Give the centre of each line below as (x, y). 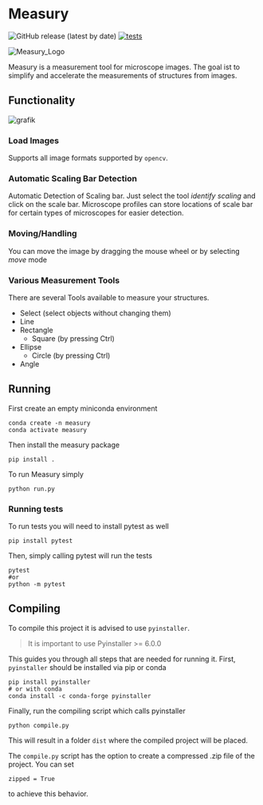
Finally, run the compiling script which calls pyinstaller (97, 711)
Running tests (36, 509)
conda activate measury (48, 430)
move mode (28, 260)
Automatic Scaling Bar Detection (73, 178)
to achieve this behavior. (49, 793)
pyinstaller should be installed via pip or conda (87, 667)
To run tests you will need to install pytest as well (88, 526)
